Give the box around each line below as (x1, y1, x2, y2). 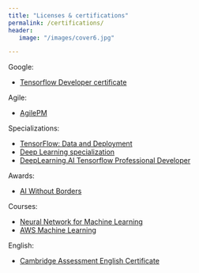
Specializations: (8, 123, 60, 133)
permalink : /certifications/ (8, 19, 104, 27)
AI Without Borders (19, 187, 82, 196)
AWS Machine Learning (19, 226, 97, 235)
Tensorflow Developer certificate (19, 78, 127, 87)
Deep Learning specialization (19, 147, 115, 157)
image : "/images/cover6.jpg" (18, 33, 115, 42)
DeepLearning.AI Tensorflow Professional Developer (19, 156, 191, 165)
